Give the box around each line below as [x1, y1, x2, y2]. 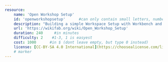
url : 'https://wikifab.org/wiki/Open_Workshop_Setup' [14, 26, 128, 31]
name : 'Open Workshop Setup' [14, 12, 75, 17]
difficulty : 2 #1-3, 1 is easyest [14, 35, 93, 40]
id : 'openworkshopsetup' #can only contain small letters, [14, 16, 151, 21]
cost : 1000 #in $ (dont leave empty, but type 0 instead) [14, 40, 149, 45]
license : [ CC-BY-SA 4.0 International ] [14, 44, 97, 49]
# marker [14, 49, 32, 54]
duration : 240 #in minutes [14, 30, 79, 35]
